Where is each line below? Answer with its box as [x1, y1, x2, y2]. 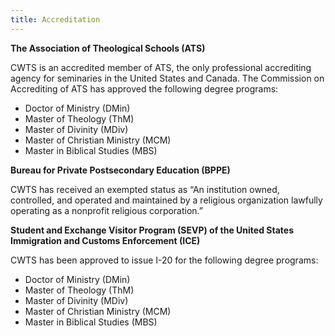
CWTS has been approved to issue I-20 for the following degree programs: [10, 254, 319, 266]
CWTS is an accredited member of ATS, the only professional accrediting [10, 61, 312, 73]
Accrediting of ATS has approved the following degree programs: [10, 82, 279, 95]
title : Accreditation [10, 14, 101, 25]
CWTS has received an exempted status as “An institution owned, [10, 183, 280, 195]
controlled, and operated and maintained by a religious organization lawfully [10, 194, 323, 206]
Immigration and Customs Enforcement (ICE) [10, 234, 201, 246]
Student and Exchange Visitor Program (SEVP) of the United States [10, 224, 294, 236]
